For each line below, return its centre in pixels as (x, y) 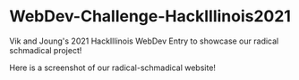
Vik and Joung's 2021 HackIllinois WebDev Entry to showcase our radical (144, 41)
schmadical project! (46, 50)
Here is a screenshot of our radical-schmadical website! (113, 68)
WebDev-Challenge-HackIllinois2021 (150, 16)
